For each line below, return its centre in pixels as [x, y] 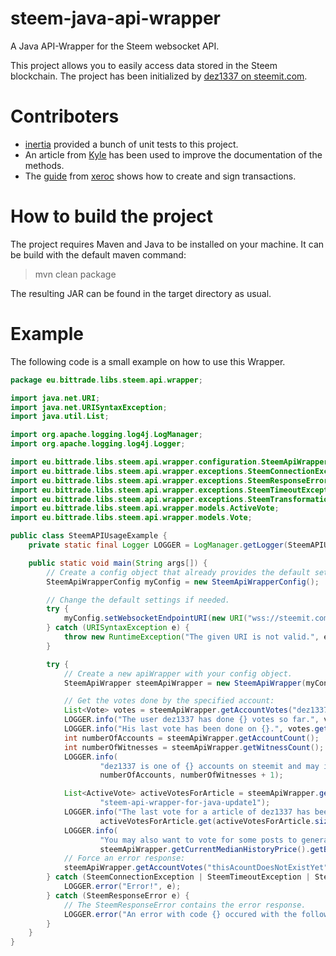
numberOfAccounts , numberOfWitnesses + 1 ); [191, 775]
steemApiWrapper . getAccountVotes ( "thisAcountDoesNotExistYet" [196, 868]
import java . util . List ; [60, 417]
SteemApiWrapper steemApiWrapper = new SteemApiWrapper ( [185, 683]
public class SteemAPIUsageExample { [89, 536]
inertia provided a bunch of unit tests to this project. [131, 144]
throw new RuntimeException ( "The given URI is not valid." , [191, 637]
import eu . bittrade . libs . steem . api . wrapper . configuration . [136, 462]
